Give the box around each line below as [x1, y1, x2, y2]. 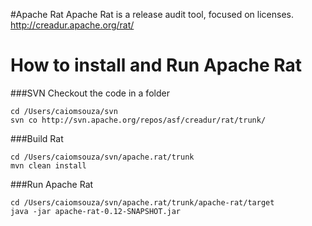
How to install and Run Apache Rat [10, 54, 302, 77]
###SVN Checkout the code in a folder [10, 87, 170, 99]
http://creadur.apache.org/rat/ [10, 19, 135, 31]
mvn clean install [10, 160, 87, 171]
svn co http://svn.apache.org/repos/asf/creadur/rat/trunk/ [10, 115, 267, 125]
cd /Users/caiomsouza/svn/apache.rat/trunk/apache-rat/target [10, 197, 275, 208]
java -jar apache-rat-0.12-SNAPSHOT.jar [10, 206, 182, 216]
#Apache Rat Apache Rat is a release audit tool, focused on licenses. [10, 9, 294, 20]
